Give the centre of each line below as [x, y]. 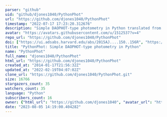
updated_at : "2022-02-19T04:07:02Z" [43, 70]
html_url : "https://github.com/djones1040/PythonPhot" [63, 61]
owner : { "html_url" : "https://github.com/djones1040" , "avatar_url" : [79, 103]
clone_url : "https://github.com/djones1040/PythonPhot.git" [69, 75]
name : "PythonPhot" [25, 51]
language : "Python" [25, 93]
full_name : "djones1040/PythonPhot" [43, 56]
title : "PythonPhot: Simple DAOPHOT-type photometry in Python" [73, 47]
